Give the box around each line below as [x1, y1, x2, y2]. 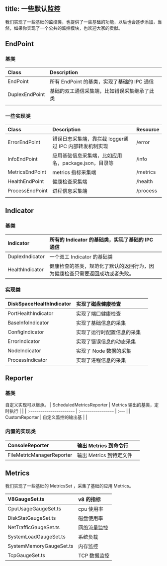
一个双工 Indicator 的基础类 [49, 253, 113, 260]
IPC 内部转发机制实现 [59, 143, 108, 150]
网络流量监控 [78, 524, 108, 531]
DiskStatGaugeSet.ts [7, 514, 56, 521]
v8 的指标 [78, 496, 101, 503]
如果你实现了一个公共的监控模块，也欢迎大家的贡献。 [13, 25, 123, 31]
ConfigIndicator [7, 328, 44, 335]
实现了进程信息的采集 [76, 357, 126, 364]
